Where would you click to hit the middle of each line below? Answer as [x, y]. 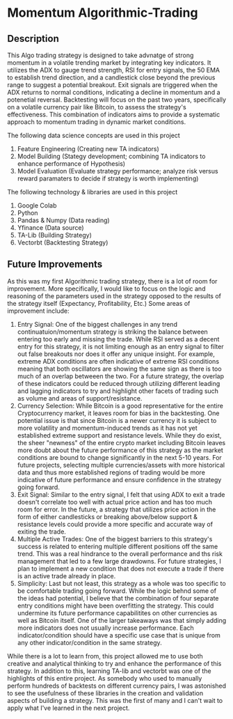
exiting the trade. [41, 532]
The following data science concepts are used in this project [94, 135]
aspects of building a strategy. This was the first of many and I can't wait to [115, 700]
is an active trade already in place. [66, 575]
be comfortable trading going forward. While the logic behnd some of [117, 591]
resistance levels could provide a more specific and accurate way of [115, 524]
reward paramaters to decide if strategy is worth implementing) [108, 178]
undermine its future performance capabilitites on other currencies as [117, 613]
